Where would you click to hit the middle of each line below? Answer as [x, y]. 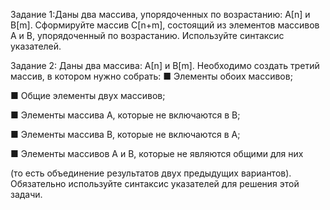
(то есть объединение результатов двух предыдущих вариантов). [151, 173]
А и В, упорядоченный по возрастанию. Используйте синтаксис [147, 35]
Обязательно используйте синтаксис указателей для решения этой [155, 183]
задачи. [26, 194]
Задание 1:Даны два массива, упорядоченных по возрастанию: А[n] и [160, 14]
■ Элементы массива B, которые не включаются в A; [125, 134]
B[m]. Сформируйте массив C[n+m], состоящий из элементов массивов [165, 25]
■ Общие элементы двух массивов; [88, 95]
